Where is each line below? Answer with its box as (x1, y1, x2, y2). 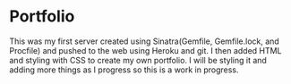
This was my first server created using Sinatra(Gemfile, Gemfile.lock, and (9, 36, 279, 46)
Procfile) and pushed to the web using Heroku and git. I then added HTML (9, 45, 282, 55)
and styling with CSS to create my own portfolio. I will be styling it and (9, 55, 267, 65)
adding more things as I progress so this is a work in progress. (9, 64, 239, 75)
